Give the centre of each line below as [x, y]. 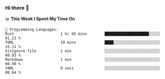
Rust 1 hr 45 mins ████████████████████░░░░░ [83, 34]
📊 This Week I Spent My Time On [40, 19]
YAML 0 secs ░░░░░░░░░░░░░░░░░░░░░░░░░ [83, 68]
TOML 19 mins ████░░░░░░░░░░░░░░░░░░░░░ [83, 43]
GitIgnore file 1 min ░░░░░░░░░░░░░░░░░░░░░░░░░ [83, 51]
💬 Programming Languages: [32, 30]
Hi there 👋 [17, 8]
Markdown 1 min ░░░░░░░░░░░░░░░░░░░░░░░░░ [83, 60]
